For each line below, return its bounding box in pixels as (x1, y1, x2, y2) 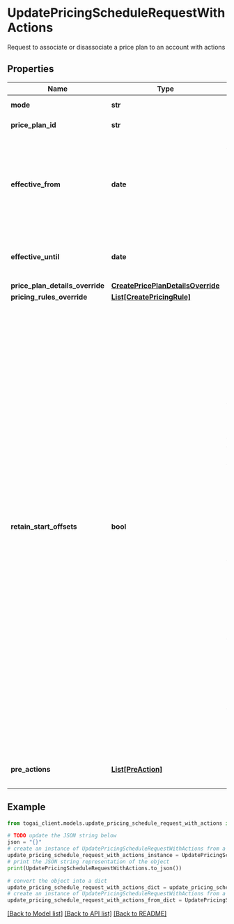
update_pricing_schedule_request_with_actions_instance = (7, 852, 179, 859)
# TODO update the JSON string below (7, 833, 117, 839)
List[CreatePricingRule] (111, 292, 192, 302)
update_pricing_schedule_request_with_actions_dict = (7, 883, 167, 891)
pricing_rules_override (10, 292, 88, 302)
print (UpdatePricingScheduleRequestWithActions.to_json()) (7, 865, 182, 872)
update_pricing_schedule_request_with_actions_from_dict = (7, 897, 182, 904)
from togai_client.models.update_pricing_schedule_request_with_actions (7, 819, 223, 827)
